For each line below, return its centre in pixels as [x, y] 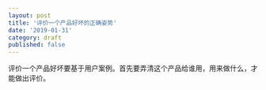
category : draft [35, 37]
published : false [37, 45]
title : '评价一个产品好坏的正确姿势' [63, 23]
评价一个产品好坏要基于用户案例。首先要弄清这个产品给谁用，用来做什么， [129, 69]
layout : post [30, 15]
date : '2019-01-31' [40, 30]
